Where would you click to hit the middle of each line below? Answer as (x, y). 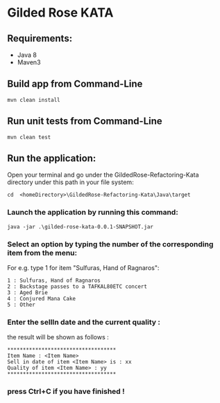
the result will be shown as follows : (58, 337)
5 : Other (22, 305)
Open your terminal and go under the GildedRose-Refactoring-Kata (103, 175)
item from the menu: (42, 253)
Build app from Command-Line (75, 84)
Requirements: (40, 38)
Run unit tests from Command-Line (85, 122)
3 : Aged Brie (28, 293)
